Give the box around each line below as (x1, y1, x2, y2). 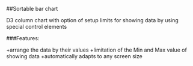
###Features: (6, 35, 40, 41)
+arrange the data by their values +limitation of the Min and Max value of (6, 46, 188, 53)
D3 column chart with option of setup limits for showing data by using (6, 17, 179, 23)
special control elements (6, 23, 67, 30)
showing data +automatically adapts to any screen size (6, 53, 142, 59)
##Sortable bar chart (6, 5, 58, 12)
